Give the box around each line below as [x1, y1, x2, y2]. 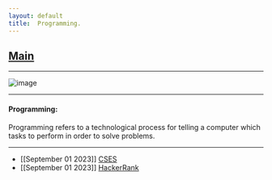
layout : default [8, 11, 63, 20]
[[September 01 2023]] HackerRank [19, 162, 139, 172]
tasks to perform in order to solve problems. [8, 131, 155, 140]
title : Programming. [8, 19, 82, 27]
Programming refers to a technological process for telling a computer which [8, 122, 261, 132]
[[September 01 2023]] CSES [19, 154, 117, 164]
